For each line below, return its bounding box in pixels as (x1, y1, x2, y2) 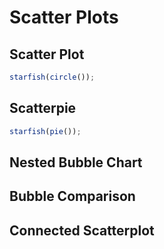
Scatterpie (9, 100, 77, 117)
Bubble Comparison (9, 188, 136, 205)
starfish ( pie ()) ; (9, 126, 82, 136)
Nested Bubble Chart (9, 154, 143, 171)
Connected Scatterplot (9, 222, 155, 239)
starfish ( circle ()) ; (9, 72, 96, 82)
